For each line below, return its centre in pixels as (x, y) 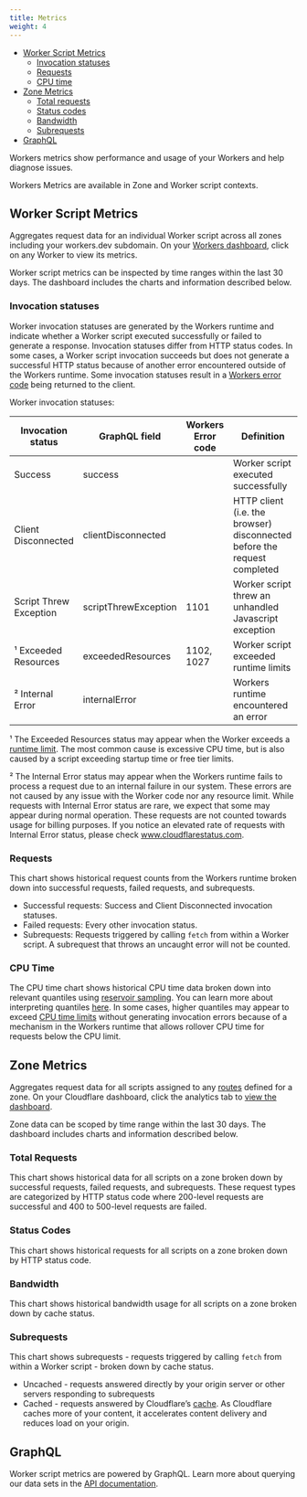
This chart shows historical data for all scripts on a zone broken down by (146, 1178)
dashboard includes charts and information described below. (124, 1134)
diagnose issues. (41, 167)
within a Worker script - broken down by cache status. (112, 1366)
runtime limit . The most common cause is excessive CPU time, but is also (147, 748)
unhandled (256, 607)
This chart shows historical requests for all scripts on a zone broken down (148, 1250)
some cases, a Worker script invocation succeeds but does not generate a (149, 355)
